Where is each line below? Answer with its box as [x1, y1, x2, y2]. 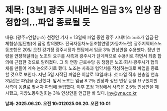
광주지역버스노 [133, 40, 162, 46]
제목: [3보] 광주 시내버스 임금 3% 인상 [5, 4, 152, 16]
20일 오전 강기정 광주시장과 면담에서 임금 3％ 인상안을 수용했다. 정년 [22, 47, 156, 53]
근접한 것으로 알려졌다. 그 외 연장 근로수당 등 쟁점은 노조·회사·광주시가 [14, 59, 150, 65]
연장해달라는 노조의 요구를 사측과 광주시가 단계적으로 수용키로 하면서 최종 [14, 53, 157, 58]
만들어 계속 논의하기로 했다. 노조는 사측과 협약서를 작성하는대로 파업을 [14, 65, 150, 71]
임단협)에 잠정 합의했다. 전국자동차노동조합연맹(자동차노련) [18, 40, 133, 46]
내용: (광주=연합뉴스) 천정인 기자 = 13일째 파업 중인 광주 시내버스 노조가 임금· [5, 34, 155, 40]
